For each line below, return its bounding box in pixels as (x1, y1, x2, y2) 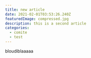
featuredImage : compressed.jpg (5, 16, 69, 21)
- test (9, 35, 23, 40)
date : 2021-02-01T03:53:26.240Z (5, 12, 71, 17)
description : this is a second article (5, 21, 87, 26)
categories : (5, 26, 29, 30)
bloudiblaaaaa (5, 48, 33, 54)
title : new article (5, 7, 45, 12)
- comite (9, 30, 27, 35)
